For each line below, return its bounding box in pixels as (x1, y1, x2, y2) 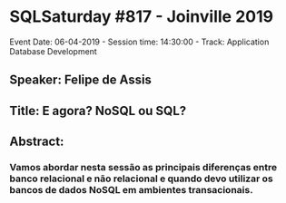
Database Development (9, 45, 97, 56)
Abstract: (9, 134, 64, 150)
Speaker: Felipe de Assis (9, 72, 153, 88)
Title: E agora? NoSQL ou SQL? (9, 102, 187, 119)
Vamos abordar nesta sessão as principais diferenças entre (9, 161, 278, 174)
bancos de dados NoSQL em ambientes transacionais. (9, 184, 253, 197)
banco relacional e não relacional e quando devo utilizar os (9, 172, 274, 185)
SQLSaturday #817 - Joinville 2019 (9, 6, 274, 27)
